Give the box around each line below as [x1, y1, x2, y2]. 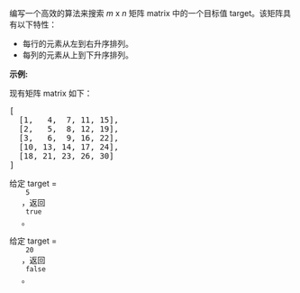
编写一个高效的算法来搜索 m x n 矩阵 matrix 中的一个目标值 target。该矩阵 [9, 8, 284, 18]
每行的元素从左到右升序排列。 [22, 39, 133, 49]
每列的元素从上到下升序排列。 [22, 50, 133, 60]
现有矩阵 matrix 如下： [9, 88, 93, 98]
